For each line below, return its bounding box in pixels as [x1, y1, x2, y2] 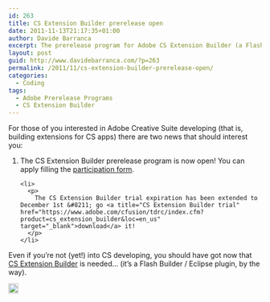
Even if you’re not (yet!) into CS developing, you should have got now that [8, 251, 252, 260]
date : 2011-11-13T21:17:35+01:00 [8, 27, 121, 35]
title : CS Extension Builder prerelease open [8, 19, 163, 27]
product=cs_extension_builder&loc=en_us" [19, 215, 161, 223]
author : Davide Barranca [8, 34, 92, 43]
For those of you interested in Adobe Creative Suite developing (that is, [8, 124, 243, 133]
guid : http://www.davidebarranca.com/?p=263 [8, 57, 160, 65]
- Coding [15, 79, 45, 87]
